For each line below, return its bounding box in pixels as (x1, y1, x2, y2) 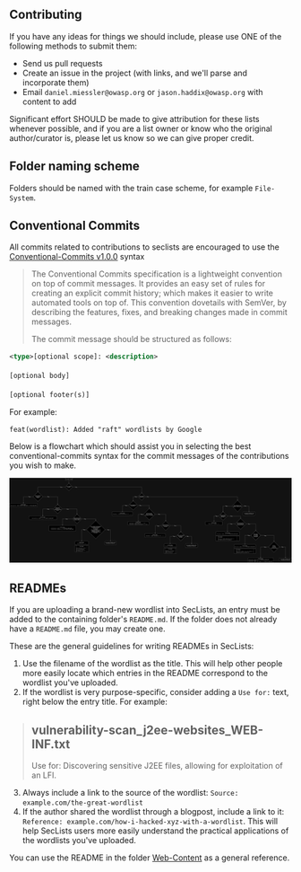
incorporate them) (21, 76, 90, 88)
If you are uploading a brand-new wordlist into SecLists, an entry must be (9, 604, 280, 615)
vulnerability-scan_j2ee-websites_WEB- (30, 722, 264, 737)
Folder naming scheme (9, 159, 141, 174)
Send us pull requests (21, 57, 103, 68)
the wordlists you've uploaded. (21, 835, 137, 846)
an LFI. (30, 770, 56, 780)
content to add (21, 96, 77, 107)
